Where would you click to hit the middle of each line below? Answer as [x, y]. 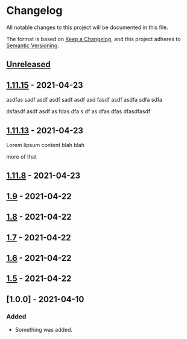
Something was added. [44, 329]
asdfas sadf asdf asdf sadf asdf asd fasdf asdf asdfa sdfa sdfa [84, 100]
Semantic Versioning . [33, 45]
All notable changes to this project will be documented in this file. [87, 27]
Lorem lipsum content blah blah [46, 145]
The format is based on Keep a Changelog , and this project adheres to [93, 39]
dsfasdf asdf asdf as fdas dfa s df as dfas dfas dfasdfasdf [78, 111]
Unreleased [29, 64]
